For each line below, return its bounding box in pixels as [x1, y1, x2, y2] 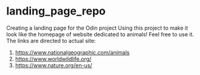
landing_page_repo [6, 4, 106, 18]
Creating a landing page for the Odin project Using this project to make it [6, 24, 188, 31]
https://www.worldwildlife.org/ [15, 55, 92, 62]
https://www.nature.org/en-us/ [15, 62, 92, 69]
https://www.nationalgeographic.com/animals [15, 48, 129, 56]
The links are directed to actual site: [6, 37, 96, 44]
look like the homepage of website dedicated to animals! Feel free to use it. [6, 30, 195, 37]
